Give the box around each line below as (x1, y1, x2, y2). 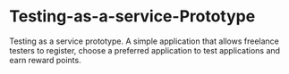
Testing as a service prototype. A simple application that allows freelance (9, 36, 280, 46)
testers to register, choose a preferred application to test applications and (9, 45, 280, 55)
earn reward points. (9, 54, 82, 65)
